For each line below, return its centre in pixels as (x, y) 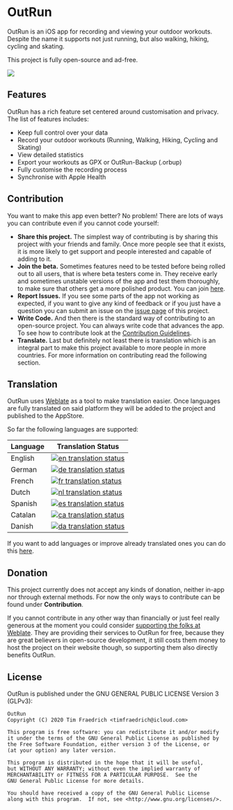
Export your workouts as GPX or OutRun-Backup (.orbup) (99, 162)
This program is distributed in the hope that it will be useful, (105, 763)
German (24, 470)
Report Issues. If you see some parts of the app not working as (108, 296)
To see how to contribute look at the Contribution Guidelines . (105, 333)
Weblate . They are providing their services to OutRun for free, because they (116, 633)
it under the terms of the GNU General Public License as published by (113, 738)
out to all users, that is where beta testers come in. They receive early (117, 273)
